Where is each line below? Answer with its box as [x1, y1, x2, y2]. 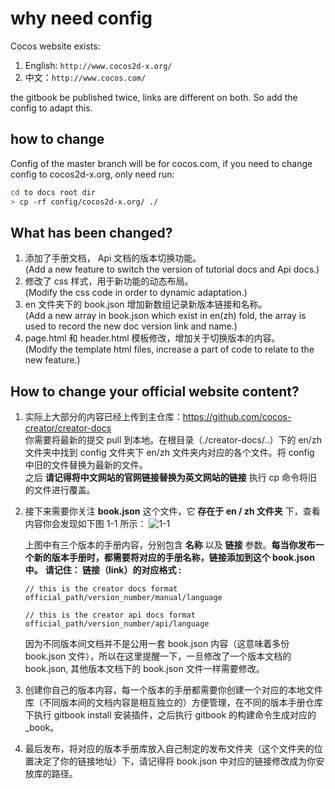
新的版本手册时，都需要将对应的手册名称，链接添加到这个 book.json [33, 552, 315, 564]
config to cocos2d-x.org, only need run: [10, 168, 175, 180]
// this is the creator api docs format [24, 610, 196, 621]
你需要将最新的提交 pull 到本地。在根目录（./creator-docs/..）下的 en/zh [24, 434, 322, 446]
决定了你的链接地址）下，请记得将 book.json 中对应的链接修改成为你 [33, 755, 317, 767]
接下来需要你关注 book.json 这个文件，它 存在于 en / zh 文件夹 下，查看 [24, 505, 321, 517]
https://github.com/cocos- [182, 411, 292, 423]
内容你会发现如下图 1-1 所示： [24, 518, 147, 530]
